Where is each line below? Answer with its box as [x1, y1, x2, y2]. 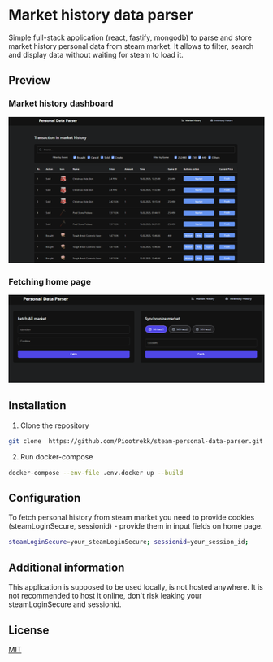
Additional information [8, 560, 125, 574]
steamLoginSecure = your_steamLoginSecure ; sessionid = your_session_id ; [8, 538, 249, 547]
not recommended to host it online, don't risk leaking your [8, 591, 202, 601]
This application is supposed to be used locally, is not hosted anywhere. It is [8, 582, 264, 592]
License [8, 623, 50, 637]
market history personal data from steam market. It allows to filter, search [8, 41, 254, 50]
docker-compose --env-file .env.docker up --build [8, 468, 184, 477]
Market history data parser [8, 6, 193, 24]
